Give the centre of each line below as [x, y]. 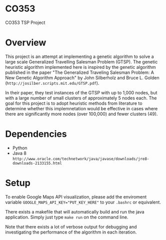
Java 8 [19, 153]
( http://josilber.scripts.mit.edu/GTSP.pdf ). [52, 83]
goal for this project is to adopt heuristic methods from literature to [74, 103]
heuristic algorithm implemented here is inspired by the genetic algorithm [80, 67]
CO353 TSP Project [25, 22]
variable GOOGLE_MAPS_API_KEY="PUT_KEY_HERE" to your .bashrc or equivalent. [83, 202]
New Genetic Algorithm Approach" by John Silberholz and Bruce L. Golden [82, 77]
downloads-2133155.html [37, 163]
